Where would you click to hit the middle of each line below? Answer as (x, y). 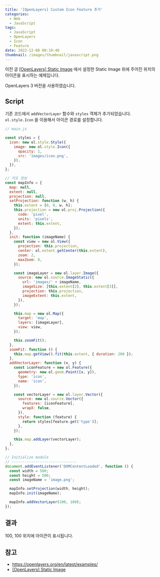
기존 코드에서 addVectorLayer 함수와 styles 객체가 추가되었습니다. (68, 114)
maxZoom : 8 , (30, 260)
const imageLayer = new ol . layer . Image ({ (56, 273)
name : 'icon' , (32, 381)
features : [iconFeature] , (49, 404)
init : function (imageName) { (40, 237)
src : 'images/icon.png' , (43, 156)
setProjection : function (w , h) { (44, 201)
